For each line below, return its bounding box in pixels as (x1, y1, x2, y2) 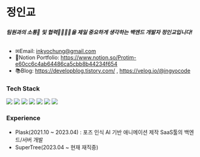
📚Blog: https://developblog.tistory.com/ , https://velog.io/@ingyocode (15, 67, 191, 74)
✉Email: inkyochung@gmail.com (15, 48, 97, 55)
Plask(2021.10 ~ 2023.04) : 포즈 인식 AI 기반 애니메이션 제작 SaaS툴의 (15, 128, 183, 136)
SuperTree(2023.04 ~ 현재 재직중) (15, 143, 98, 151)
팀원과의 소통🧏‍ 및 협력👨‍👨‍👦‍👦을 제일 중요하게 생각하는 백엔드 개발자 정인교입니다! (6, 28, 193, 36)
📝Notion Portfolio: (15, 54, 59, 61)
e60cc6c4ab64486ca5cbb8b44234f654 (15, 60, 118, 68)
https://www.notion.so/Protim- (60, 54, 137, 61)
